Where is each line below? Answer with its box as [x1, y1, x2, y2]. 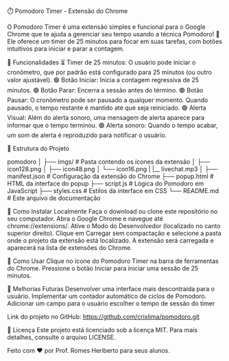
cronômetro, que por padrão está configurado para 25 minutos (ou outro [7, 69, 213, 76]
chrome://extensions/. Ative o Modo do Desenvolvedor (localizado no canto [7, 222, 221, 229]
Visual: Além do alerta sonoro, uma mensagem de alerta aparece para [7, 114, 205, 121]
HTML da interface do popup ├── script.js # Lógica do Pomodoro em [7, 179, 204, 188]
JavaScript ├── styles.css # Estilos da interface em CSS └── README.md [7, 187, 219, 195]
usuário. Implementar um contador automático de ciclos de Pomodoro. [7, 292, 207, 300]
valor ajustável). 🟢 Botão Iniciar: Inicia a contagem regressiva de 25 [7, 76, 200, 84]
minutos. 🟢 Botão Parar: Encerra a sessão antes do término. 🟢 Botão [7, 86, 204, 94]
